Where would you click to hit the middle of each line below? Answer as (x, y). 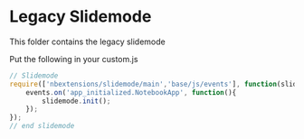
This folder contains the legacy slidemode (87, 42)
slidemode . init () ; (76, 101)
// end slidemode (42, 126)
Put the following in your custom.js (74, 59)
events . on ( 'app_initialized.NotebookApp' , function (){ (131, 92)
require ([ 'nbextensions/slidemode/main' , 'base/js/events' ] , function (143, 84)
